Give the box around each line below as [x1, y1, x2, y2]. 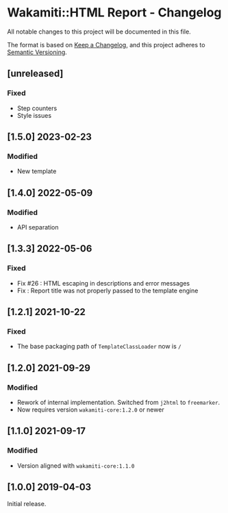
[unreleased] [7, 68, 64, 79]
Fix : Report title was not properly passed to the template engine [16, 286, 199, 295]
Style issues [16, 111, 52, 119]
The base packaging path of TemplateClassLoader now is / [16, 342, 181, 351]
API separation [16, 223, 59, 231]
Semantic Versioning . [7, 48, 67, 56]
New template [16, 167, 57, 175]
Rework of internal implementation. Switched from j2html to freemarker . [16, 399, 220, 407]
